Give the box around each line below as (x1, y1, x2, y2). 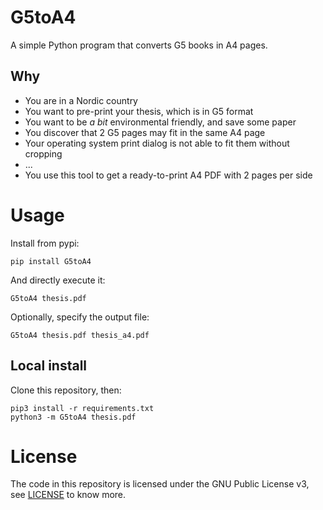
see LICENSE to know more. (10, 489, 127, 501)
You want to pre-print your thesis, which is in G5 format (24, 105, 254, 117)
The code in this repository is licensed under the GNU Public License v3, (10, 478, 310, 490)
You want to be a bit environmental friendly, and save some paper (24, 116, 297, 128)
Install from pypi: (10, 237, 80, 249)
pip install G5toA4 (10, 256, 92, 266)
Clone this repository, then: (10, 384, 122, 396)
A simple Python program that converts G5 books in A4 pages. (10, 39, 268, 51)
